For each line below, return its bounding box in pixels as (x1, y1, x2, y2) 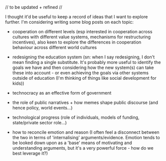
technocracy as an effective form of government (12, 90, 111, 96)
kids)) (12, 80, 25, 86)
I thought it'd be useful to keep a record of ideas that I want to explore (5, 14, 148, 19)
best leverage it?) (12, 151, 48, 156)
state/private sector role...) (12, 120, 67, 125)
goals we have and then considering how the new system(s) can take (12, 64, 154, 70)
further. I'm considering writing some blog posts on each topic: (5, 19, 134, 25)
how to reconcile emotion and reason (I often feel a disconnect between (12, 129, 160, 135)
